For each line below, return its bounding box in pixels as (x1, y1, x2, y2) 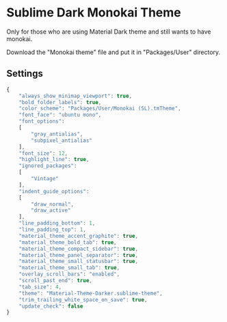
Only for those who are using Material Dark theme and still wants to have (6, 27, 211, 36)
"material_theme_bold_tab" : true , (18, 238, 117, 246)
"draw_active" (31, 207, 71, 214)
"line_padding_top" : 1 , (18, 226, 87, 233)
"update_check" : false (18, 303, 83, 310)
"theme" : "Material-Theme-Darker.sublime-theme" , (18, 290, 163, 297)
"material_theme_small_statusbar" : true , (18, 258, 138, 265)
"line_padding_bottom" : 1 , (18, 220, 96, 227)
